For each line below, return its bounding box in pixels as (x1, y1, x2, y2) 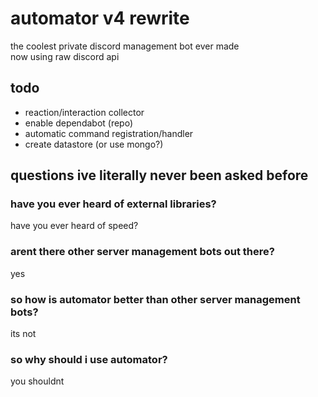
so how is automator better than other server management (10, 292, 301, 306)
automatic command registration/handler (24, 127, 194, 139)
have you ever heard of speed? (10, 220, 139, 232)
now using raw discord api (10, 50, 120, 62)
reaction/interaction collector (24, 106, 145, 118)
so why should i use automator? (10, 352, 168, 366)
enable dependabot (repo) (24, 117, 134, 129)
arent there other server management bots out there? (10, 245, 275, 259)
